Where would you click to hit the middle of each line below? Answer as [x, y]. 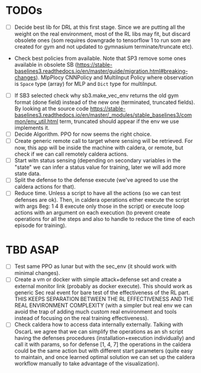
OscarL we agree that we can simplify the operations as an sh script [99, 332]
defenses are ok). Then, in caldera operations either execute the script [102, 200]
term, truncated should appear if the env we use [119, 121]
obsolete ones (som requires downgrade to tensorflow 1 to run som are [102, 40]
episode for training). [40, 225]
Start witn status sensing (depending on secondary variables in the [97, 160]
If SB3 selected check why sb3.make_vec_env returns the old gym [96, 96]
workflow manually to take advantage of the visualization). [87, 363]
